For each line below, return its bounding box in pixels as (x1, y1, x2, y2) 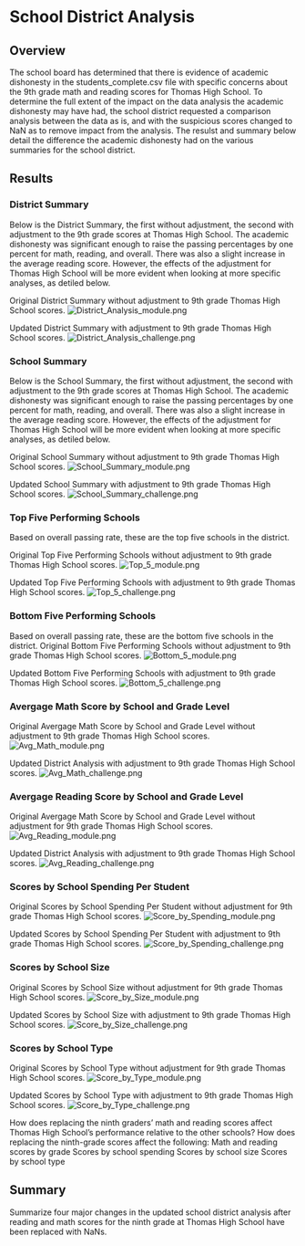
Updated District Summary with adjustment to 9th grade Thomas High (9, 322, 271, 333)
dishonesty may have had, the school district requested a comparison (9, 106, 271, 116)
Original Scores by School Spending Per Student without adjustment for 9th (9, 901, 293, 912)
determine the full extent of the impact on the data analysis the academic (9, 96, 284, 107)
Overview (9, 43, 66, 58)
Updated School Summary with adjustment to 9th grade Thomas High (9, 478, 271, 489)
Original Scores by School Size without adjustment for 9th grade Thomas (9, 981, 284, 992)
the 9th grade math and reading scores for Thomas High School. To (9, 87, 263, 97)
